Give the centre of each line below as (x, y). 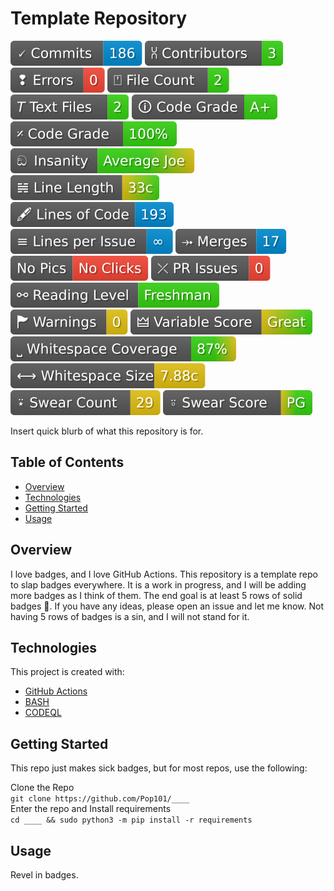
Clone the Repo (42, 788)
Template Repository (99, 18)
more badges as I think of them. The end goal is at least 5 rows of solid (156, 595)
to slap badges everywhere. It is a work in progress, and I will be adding (158, 584)
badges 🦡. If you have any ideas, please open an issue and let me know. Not (167, 606)
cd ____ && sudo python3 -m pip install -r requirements (131, 820)
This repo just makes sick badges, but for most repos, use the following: (159, 768)
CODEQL (43, 713)
